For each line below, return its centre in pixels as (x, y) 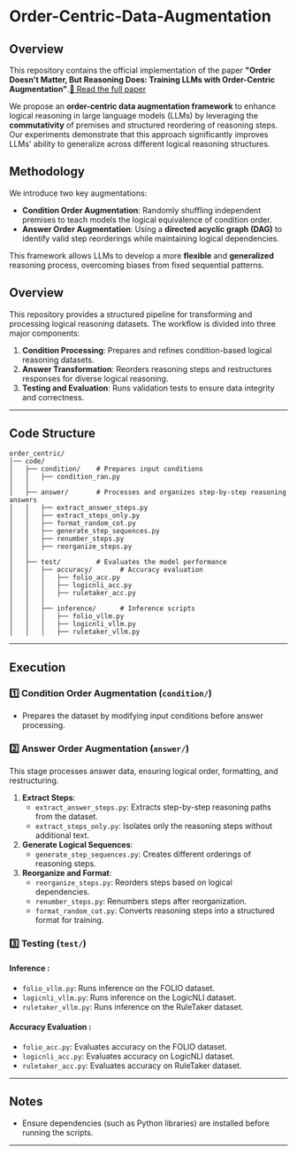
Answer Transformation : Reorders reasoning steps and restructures (147, 368)
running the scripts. (57, 1132)
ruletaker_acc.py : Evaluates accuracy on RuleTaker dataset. (132, 1066)
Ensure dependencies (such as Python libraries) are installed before (145, 1123)
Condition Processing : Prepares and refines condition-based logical (147, 350)
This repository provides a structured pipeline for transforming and (131, 314)
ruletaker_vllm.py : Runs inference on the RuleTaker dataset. (133, 1006)
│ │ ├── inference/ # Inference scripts (103, 609)
